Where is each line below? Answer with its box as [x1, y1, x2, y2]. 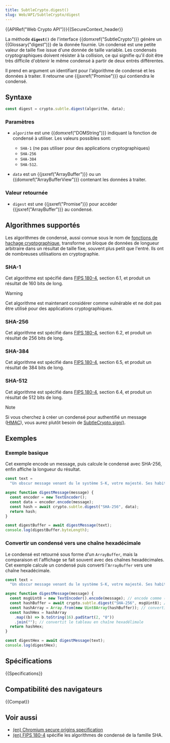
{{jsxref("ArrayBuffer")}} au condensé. [12, 206, 93, 212]
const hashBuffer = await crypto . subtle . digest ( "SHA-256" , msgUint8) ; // [10, 601, 168, 606]
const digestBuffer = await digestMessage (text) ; [5, 523, 112, 528]
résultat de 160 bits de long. [5, 280, 63, 286]
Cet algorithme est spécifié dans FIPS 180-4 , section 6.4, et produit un [5, 389, 152, 395]
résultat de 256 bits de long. [5, 335, 64, 341]
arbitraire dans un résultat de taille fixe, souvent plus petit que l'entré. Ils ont [5, 245, 164, 252]
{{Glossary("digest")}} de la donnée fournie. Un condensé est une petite [5, 41, 156, 47]
